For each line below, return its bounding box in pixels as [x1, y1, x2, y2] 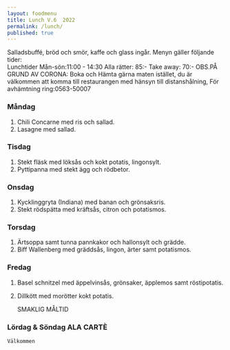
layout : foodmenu [7, 10, 57, 17]
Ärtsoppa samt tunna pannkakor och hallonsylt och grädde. [17, 238, 186, 247]
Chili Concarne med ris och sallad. [17, 118, 115, 126]
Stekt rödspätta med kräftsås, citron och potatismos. [17, 205, 167, 214]
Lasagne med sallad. [17, 125, 76, 133]
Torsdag [7, 223, 36, 232]
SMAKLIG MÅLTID [17, 305, 69, 313]
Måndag [7, 102, 36, 112]
